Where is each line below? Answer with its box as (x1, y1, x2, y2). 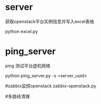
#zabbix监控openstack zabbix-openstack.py (5, 83, 97, 89)
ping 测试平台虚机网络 (5, 62, 51, 68)
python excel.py (5, 28, 38, 34)
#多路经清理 (5, 93, 30, 99)
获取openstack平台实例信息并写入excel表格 (5, 18, 95, 24)
